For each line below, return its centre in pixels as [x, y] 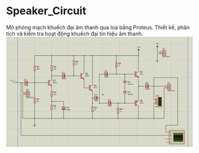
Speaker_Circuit [46, 11]
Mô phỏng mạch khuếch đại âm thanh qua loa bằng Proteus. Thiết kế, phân [98, 27]
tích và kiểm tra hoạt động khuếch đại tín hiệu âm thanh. [75, 33]
